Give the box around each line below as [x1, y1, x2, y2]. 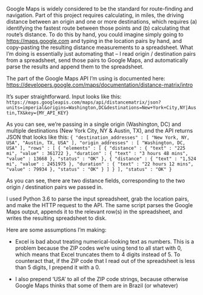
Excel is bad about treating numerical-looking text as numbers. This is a [15, 238, 195, 245]
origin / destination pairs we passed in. [6, 184, 103, 190]
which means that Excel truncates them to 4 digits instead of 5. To [15, 251, 181, 258]
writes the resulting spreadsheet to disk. [6, 214, 107, 222]
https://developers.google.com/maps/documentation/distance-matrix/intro [6, 81, 193, 88]
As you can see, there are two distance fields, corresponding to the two [6, 177, 185, 184]
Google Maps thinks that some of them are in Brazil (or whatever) [15, 282, 179, 289]
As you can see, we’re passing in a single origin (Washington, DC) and [6, 121, 182, 128]
